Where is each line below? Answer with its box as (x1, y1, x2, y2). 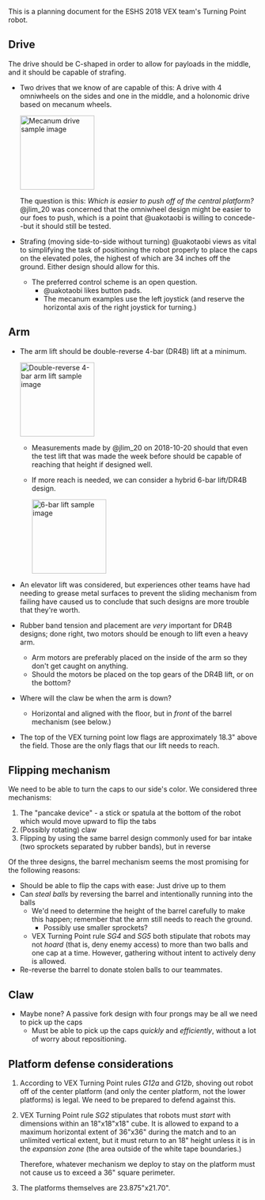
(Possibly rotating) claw (19, 825, 97, 834)
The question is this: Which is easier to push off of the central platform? (19, 196, 255, 205)
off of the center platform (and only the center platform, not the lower (19, 1087, 246, 1096)
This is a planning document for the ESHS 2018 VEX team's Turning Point (8, 7, 247, 16)
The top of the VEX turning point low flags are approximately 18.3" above (19, 732, 258, 742)
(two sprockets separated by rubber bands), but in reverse (19, 842, 211, 852)
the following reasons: (8, 866, 81, 875)
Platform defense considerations (8, 1057, 174, 1071)
